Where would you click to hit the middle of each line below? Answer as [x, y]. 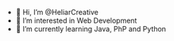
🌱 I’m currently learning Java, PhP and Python [91, 29]
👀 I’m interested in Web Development [76, 20]
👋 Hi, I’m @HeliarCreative [57, 12]
